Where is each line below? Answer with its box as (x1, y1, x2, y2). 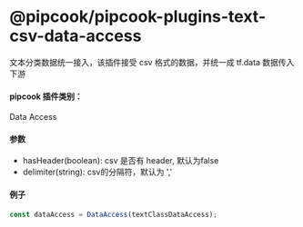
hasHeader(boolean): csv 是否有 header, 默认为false (22, 155, 219, 166)
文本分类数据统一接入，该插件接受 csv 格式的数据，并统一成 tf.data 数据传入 (9, 56, 295, 67)
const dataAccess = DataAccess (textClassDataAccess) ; (9, 210, 218, 219)
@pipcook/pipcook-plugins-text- (9, 6, 267, 27)
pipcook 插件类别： (9, 91, 84, 102)
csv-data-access (9, 25, 142, 46)
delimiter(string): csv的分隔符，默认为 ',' (22, 166, 173, 178)
